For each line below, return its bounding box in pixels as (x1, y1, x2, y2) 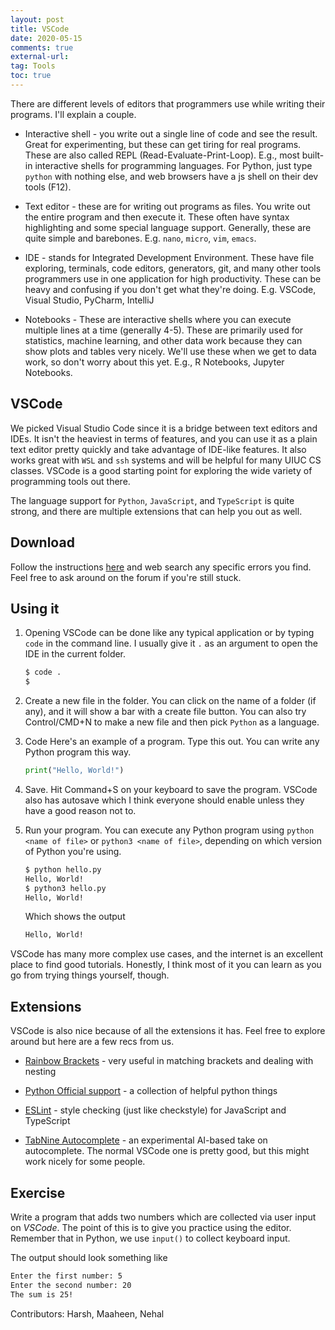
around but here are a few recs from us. (10, 1036, 175, 1048)
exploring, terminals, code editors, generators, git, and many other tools (24, 262, 322, 274)
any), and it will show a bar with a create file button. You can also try (24, 706, 307, 718)
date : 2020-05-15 (10, 33, 83, 43)
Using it (10, 600, 60, 617)
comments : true (10, 42, 74, 53)
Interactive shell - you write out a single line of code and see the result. (24, 127, 318, 140)
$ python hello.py (24, 864, 102, 875)
